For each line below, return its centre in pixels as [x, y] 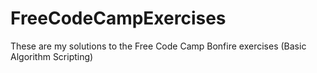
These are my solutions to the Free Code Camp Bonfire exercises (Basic [158, 46]
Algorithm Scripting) [52, 56]
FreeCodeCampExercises [118, 18]
